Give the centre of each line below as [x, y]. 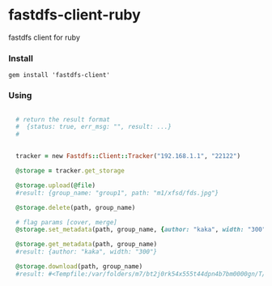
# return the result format [63, 119]
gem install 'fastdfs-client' [59, 75]
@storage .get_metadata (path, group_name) [87, 245]
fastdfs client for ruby [45, 37]
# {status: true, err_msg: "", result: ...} [94, 127]
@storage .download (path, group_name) [79, 267]
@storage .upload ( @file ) [55, 185]
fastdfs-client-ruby [75, 15]
